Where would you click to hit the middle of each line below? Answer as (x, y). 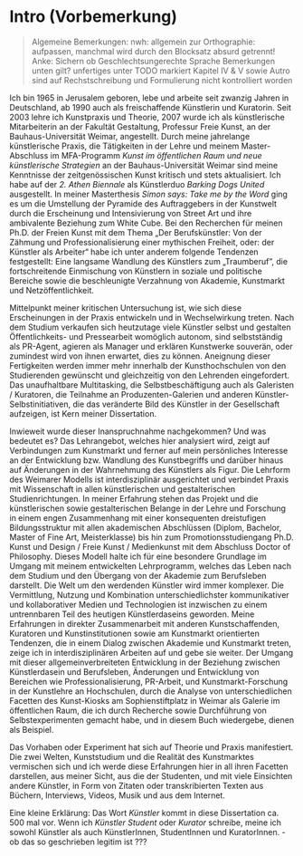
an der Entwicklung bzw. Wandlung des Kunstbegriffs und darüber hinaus (147, 460)
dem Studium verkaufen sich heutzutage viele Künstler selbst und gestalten (150, 327)
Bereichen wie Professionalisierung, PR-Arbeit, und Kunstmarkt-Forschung (149, 681)
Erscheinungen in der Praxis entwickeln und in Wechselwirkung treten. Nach (152, 317)
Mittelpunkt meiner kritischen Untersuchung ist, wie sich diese (126, 308)
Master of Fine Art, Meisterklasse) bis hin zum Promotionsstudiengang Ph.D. (151, 537)
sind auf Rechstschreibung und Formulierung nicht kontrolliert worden (162, 80)
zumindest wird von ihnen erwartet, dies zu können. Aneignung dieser (140, 356)
